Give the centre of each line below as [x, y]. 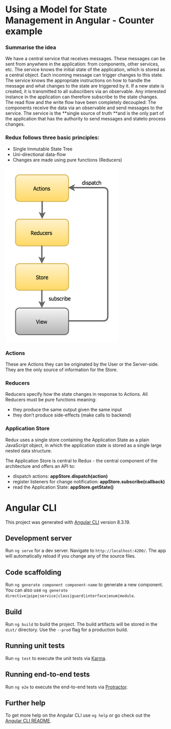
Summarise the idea [31, 47]
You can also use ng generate [37, 590]
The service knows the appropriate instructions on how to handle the [78, 80]
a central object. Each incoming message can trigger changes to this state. [84, 75]
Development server [39, 538]
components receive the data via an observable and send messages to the [84, 108]
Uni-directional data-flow [39, 154]
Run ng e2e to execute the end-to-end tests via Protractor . [67, 687]
